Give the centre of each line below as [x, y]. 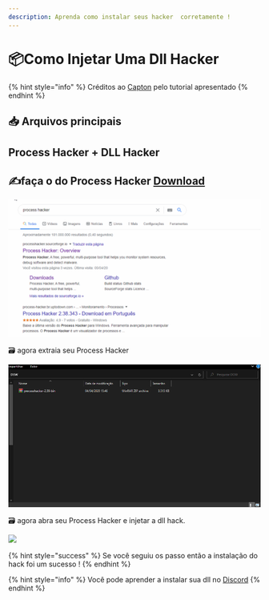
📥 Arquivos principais [65, 121]
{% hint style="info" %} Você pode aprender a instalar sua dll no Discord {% [134, 580]
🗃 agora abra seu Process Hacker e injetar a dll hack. [97, 521]
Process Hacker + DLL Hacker [84, 153]
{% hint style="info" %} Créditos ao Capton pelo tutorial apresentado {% [128, 87]
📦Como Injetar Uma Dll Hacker [114, 59]
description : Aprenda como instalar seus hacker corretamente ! [119, 17]
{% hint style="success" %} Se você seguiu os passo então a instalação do [133, 556]
